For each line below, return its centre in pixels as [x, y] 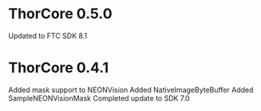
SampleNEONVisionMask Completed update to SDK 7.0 [99, 98]
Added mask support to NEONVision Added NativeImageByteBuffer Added [131, 90]
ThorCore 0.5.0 [61, 14]
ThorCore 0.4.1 [59, 68]
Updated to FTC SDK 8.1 [48, 36]
